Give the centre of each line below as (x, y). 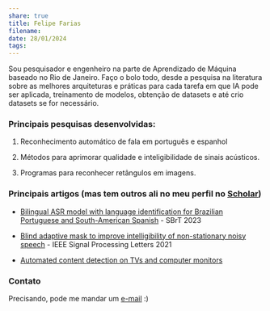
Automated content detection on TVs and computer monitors (121, 260)
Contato (25, 281)
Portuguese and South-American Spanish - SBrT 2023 (111, 220)
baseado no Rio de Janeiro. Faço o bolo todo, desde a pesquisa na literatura (135, 78)
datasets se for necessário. (54, 103)
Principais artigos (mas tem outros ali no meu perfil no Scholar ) (135, 194)
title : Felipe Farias (45, 23)
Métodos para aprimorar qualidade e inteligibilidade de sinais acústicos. (140, 158)
